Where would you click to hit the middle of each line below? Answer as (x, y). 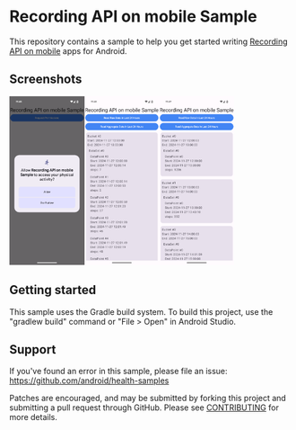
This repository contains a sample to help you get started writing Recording (148, 41)
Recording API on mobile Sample (133, 17)
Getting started (53, 290)
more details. (34, 417)
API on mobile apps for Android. (68, 50)
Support (33, 349)
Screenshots (46, 80)
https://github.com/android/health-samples (89, 381)
